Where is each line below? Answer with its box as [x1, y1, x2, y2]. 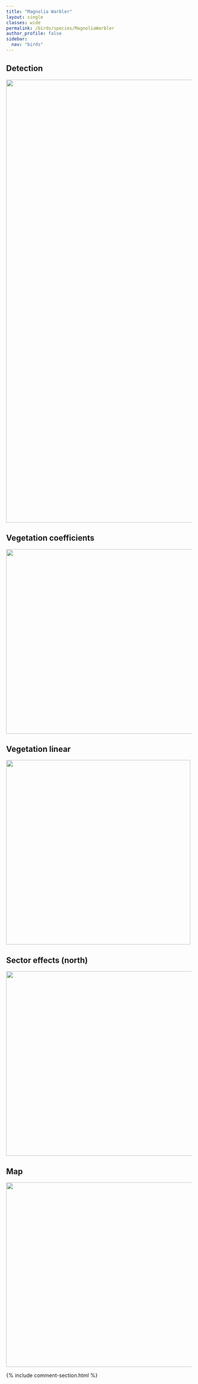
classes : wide [6, 19, 41, 25]
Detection [6, 63, 43, 74]
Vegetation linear [6, 744, 71, 754]
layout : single [6, 14, 44, 20]
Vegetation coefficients [6, 533, 95, 543]
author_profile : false [6, 31, 62, 37]
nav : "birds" [11, 42, 44, 48]
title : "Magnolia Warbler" [6, 8, 72, 15]
